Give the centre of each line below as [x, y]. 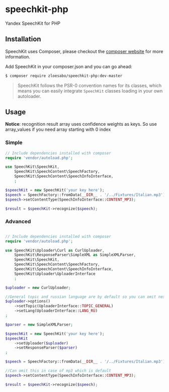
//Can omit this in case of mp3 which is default [58, 371]
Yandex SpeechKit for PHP [33, 23]
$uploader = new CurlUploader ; [38, 287]
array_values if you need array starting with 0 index [58, 129]
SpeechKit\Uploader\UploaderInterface [55, 274]
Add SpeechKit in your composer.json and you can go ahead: [69, 66]
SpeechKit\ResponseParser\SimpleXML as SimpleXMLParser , [75, 255]
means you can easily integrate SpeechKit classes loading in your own [90, 91]
